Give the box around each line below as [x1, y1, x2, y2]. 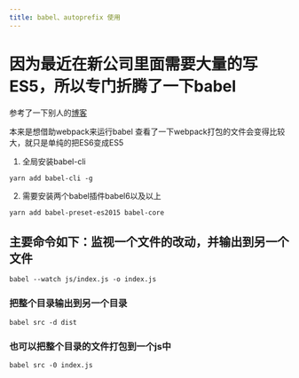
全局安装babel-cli [21, 156, 86, 167]
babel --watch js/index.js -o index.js [9, 275, 157, 284]
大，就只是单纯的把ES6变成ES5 [9, 137, 124, 147]
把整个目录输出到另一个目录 [9, 297, 128, 310]
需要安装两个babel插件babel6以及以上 [21, 190, 161, 201]
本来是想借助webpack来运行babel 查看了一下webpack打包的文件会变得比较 [9, 126, 286, 137]
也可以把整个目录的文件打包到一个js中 [9, 340, 171, 352]
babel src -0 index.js [9, 360, 93, 369]
